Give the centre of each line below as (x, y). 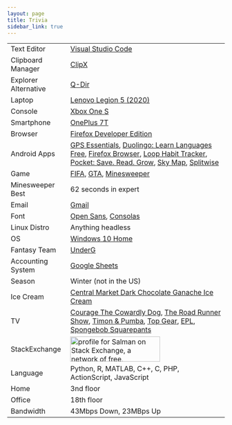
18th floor (87, 400)
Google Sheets (94, 266)
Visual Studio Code (101, 49)
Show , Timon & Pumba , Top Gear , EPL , (133, 321)
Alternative (28, 89)
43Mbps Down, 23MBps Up (115, 411)
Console (24, 112)
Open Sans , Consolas (105, 216)
